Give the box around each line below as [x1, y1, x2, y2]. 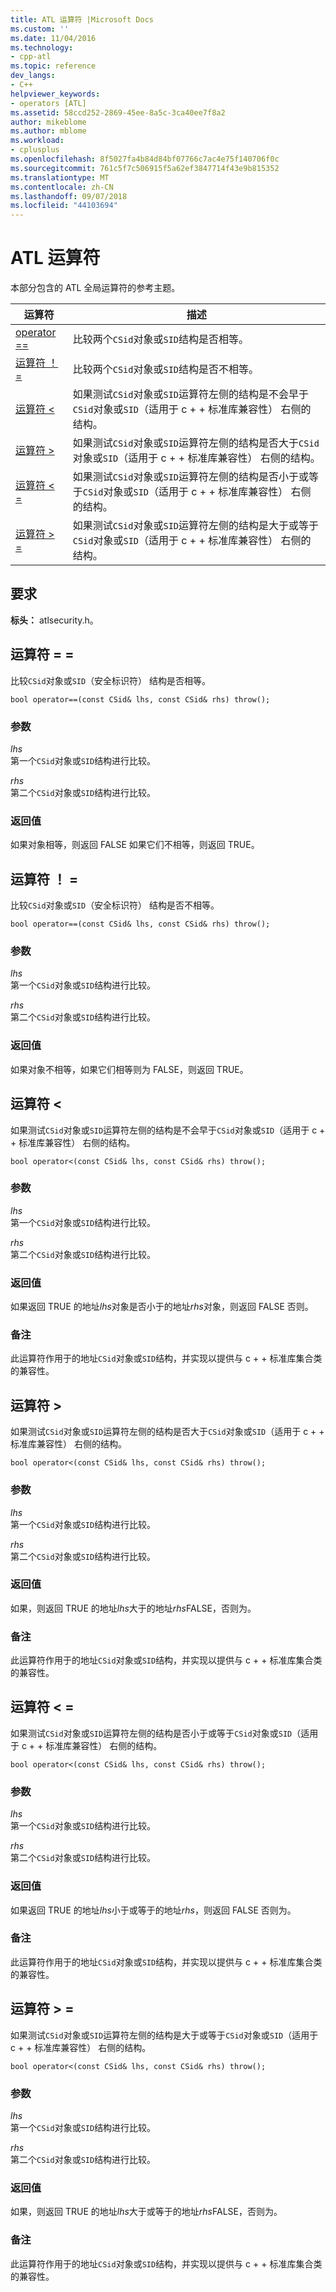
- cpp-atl [10, 52, 52, 62]
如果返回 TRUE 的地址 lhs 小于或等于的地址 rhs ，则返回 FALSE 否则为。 [10, 1904, 297, 1916]
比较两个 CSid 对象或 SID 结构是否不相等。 [72, 362, 260, 376]
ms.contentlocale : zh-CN [10, 182, 114, 192]
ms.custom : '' [10, 24, 70, 34]
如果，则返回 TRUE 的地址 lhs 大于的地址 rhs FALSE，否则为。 [10, 1602, 257, 1614]
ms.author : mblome [10, 126, 87, 136]
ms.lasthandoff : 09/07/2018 [10, 191, 128, 201]
